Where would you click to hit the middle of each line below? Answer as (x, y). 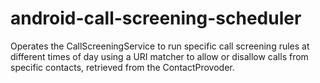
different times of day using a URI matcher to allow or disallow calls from (159, 56)
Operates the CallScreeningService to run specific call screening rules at (160, 46)
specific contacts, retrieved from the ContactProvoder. (122, 67)
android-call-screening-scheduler (156, 18)
